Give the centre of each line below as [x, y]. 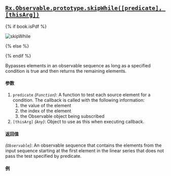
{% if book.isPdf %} [26, 26]
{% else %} [17, 46]
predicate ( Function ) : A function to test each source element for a [81, 95]
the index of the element [46, 111]
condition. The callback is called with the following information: [79, 100]
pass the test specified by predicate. [43, 156]
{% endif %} [18, 56]
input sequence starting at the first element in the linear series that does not [84, 151]
